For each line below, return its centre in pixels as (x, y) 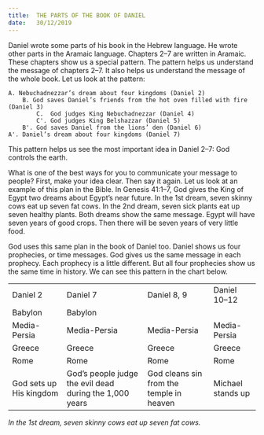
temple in (165, 393)
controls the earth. (38, 157)
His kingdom (35, 393)
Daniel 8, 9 (167, 294)
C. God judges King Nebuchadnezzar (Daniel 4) (115, 114)
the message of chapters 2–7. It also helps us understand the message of (127, 70)
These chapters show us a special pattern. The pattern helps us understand (131, 62)
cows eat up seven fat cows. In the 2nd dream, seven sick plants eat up (124, 206)
